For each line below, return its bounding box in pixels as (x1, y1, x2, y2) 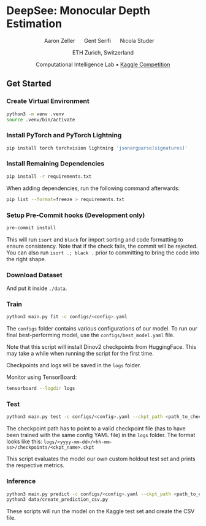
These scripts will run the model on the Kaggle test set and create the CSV (6, 508, 195, 515)
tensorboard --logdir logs (6, 386, 75, 392)
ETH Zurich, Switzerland (72, 48, 134, 56)
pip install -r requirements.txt (6, 173, 92, 180)
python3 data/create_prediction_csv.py (6, 497, 109, 503)
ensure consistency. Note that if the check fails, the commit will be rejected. (6, 242, 198, 250)
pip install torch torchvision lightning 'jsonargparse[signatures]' (6, 145, 188, 151)
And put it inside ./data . (6, 284, 67, 292)
